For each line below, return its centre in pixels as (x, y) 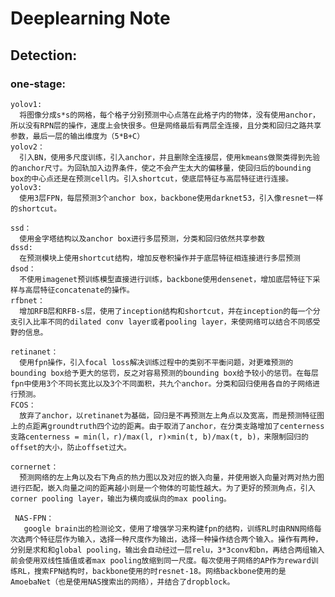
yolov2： (27, 147)
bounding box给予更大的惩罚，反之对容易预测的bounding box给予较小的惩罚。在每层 (164, 373)
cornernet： (34, 467)
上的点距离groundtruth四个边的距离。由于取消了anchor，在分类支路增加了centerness (167, 426)
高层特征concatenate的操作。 (79, 290)
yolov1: (26, 104)
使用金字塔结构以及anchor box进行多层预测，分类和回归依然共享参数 (142, 238)
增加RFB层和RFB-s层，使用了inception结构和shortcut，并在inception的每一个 (166, 311)
